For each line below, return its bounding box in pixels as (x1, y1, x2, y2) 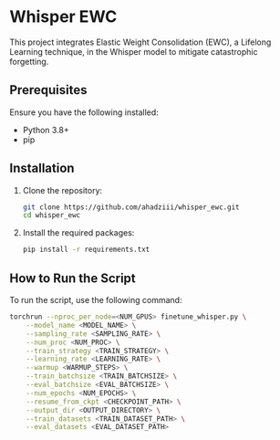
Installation (9, 161, 75, 176)
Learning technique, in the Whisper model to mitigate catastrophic (9, 46, 258, 57)
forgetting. (9, 56, 49, 67)
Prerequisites (9, 82, 88, 98)
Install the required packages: (22, 227, 135, 238)
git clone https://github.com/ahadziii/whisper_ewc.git (22, 203, 240, 212)
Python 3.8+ (22, 124, 70, 135)
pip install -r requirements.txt (22, 245, 150, 255)
